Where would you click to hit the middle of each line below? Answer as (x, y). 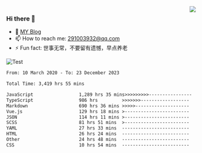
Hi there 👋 (21, 19)
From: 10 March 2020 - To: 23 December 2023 (63, 73)
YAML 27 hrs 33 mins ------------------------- (98, 128)
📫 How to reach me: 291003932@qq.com (67, 39)
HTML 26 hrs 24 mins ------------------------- (98, 134)
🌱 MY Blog (28, 32)
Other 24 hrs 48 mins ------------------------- (98, 140)
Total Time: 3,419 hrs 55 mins (45, 84)
